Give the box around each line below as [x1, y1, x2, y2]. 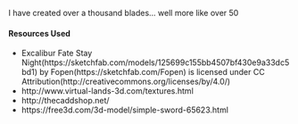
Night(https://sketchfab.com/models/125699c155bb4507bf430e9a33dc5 [21, 57, 290, 68]
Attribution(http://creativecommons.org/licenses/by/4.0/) [21, 76, 231, 87]
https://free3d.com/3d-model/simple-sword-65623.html [21, 104, 229, 115]
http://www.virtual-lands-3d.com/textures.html [21, 86, 194, 96]
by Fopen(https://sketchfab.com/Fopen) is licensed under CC [38, 67, 265, 78]
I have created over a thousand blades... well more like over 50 [8, 8, 239, 18]
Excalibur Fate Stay [21, 48, 93, 59]
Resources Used [8, 28, 70, 38]
